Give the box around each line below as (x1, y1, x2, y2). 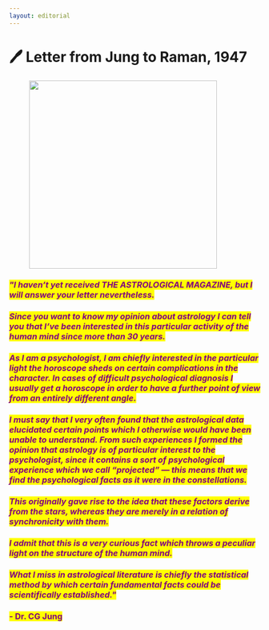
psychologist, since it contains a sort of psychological (9, 454, 225, 465)
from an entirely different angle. (9, 392, 137, 404)
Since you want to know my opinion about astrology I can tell (9, 311, 251, 322)
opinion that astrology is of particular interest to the (9, 445, 216, 456)
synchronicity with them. (9, 516, 109, 527)
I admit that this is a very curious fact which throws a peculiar (9, 538, 255, 549)
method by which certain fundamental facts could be (9, 579, 221, 591)
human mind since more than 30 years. (9, 331, 166, 342)
